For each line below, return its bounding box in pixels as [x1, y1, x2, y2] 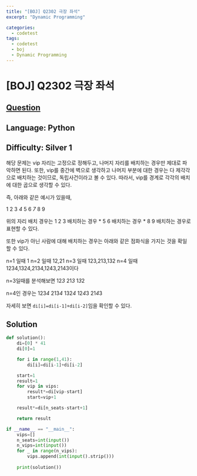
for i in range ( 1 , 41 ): [16, 356, 72, 362]
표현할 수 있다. [6, 224, 39, 232]
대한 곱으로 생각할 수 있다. [12, 181, 72, 188]
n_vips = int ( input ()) [16, 443, 67, 448]
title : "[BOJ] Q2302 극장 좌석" [6, 8, 81, 15]
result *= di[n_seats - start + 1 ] [16, 405, 88, 411]
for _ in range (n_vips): [16, 448, 78, 454]
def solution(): [6, 335, 46, 341]
